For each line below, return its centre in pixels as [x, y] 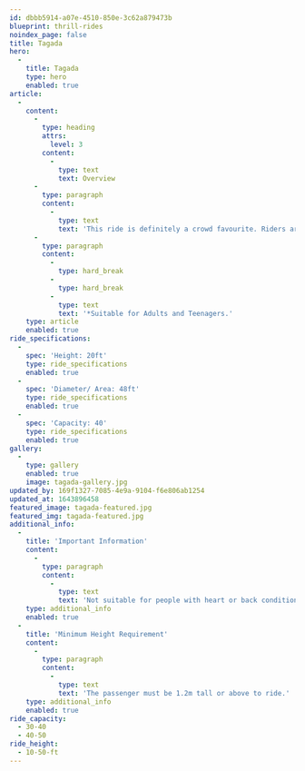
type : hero [46, 77]
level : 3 [66, 144]
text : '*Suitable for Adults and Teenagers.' [145, 313]
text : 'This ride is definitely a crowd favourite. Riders [172, 229]
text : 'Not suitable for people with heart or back [157, 600]
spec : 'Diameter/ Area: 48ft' [83, 390]
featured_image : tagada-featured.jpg [81, 508]
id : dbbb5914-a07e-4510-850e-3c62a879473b [91, 18]
